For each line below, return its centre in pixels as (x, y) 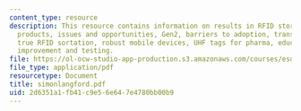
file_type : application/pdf (62, 68)
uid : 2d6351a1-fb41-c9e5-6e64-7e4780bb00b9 (92, 92)
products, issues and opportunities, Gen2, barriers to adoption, (144, 34)
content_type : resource (54, 17)
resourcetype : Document (54, 76)
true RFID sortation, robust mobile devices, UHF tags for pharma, (146, 43)
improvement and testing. (66, 51)
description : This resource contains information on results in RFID (142, 26)
